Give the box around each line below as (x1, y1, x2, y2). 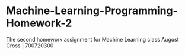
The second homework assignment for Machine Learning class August (6, 36, 179, 43)
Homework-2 (6, 16, 72, 30)
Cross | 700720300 (6, 42, 54, 49)
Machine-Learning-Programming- (6, 4, 178, 18)
